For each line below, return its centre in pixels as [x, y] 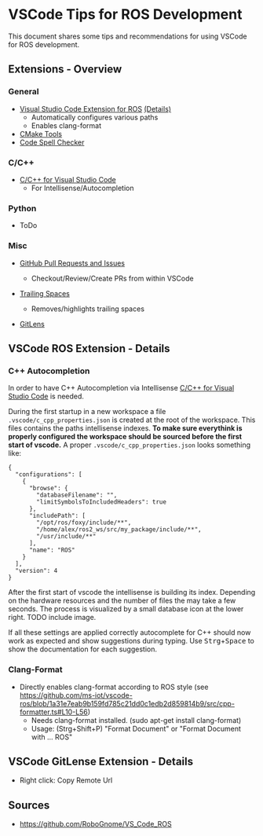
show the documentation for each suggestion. [82, 649]
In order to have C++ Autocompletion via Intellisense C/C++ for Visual [121, 388]
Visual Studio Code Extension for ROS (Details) [95, 108]
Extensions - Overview [65, 70]
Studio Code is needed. [46, 396]
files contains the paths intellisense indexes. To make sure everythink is [125, 428]
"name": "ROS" [52, 550]
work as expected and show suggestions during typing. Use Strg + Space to [131, 641]
